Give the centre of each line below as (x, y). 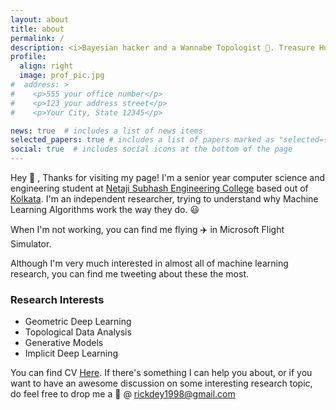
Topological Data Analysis (78, 332)
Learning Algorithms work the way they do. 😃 (105, 209)
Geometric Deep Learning (78, 322)
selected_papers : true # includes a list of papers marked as (142, 140)
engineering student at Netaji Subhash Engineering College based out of (159, 188)
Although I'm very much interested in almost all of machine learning (149, 263)
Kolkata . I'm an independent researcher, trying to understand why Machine (164, 199)
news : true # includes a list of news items (106, 131)
